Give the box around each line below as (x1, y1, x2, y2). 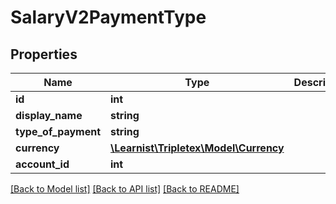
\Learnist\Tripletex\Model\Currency (110, 141, 285, 155)
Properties (10, 46, 78, 63)
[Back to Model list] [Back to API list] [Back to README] (10, 183, 240, 195)
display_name (15, 109, 83, 122)
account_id (15, 157, 70, 171)
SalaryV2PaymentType (10, 6, 207, 29)
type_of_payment (15, 125, 102, 138)
